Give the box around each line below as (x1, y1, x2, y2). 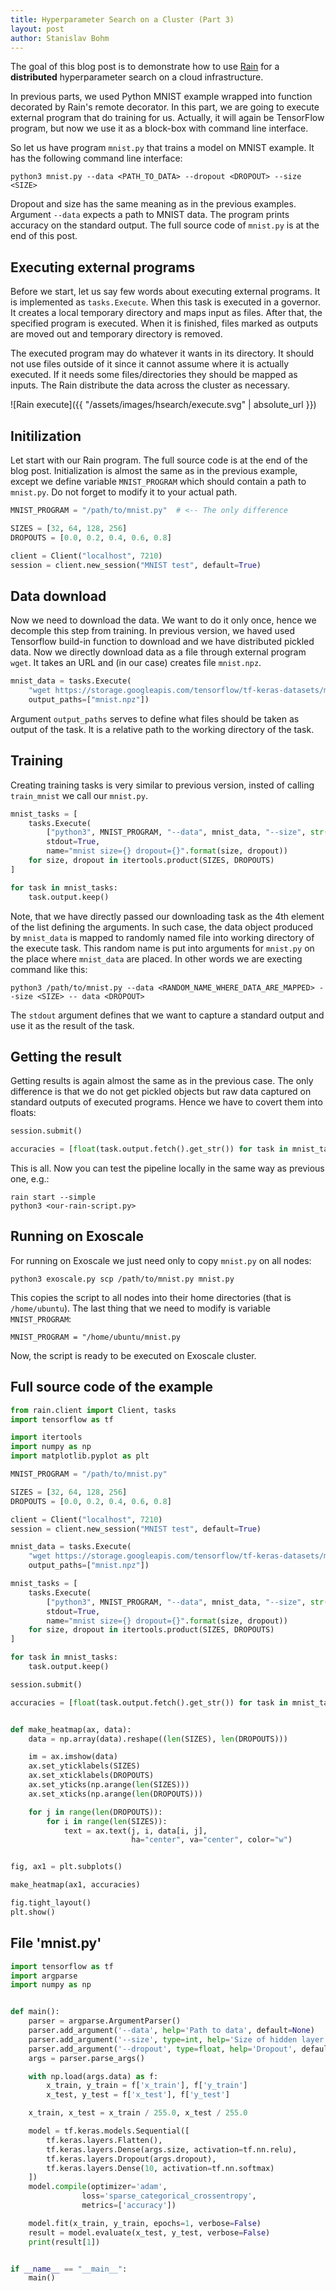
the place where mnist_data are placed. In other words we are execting (10, 952, 303, 965)
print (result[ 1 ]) (28, 2237, 101, 2247)
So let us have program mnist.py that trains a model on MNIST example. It (10, 142, 315, 154)
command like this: (10, 963, 88, 975)
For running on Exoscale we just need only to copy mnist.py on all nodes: (10, 1254, 312, 1266)
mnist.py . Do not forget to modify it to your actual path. (10, 486, 238, 498)
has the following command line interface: (10, 152, 183, 165)
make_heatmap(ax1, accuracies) (10, 1880, 141, 1890)
